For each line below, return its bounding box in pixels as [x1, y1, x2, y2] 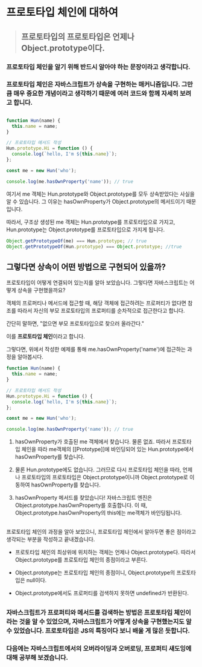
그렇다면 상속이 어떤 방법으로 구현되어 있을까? [6, 262, 166, 272]
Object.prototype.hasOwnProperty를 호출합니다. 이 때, [14, 502, 148, 509]
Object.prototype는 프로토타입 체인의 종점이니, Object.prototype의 [14, 569, 175, 576]
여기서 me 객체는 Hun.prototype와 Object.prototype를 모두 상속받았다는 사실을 [6, 190, 195, 197]
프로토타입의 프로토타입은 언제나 [21, 32, 134, 42]
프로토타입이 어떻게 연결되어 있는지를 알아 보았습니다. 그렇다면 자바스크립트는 [6, 279, 189, 287]
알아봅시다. [17, 353, 44, 360]
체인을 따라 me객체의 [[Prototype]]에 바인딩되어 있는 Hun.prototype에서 [21, 446, 194, 453]
